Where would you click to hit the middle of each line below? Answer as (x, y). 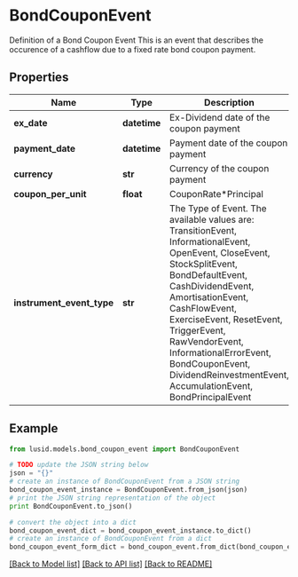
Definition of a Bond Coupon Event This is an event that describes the (137, 40)
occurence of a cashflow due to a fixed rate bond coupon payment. (133, 49)
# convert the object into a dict (73, 522)
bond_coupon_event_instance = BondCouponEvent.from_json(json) (129, 490)
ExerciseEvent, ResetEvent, (226, 319)
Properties (39, 78)
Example (34, 428)
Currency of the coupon (220, 168)
